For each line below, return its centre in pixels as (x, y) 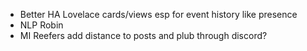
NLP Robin (41, 25)
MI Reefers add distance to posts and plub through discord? (143, 35)
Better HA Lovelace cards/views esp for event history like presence (158, 14)
